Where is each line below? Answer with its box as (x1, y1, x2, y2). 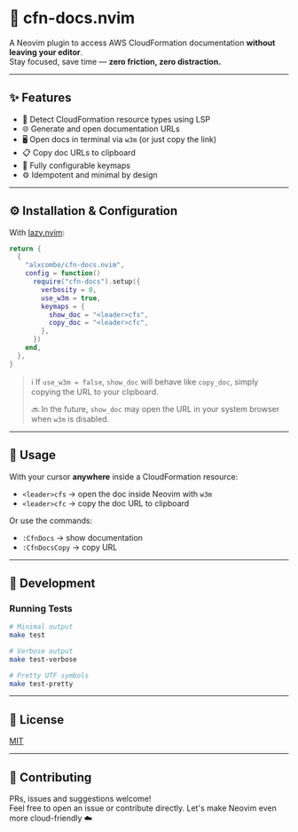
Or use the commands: (9, 515, 93, 526)
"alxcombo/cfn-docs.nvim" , (25, 261, 125, 270)
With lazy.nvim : (9, 226, 65, 238)
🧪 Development (9, 575, 96, 590)
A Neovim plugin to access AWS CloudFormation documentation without (9, 37, 276, 48)
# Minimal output (9, 622, 74, 631)
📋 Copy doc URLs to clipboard (21, 147, 136, 158)
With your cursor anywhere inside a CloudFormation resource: (9, 471, 239, 482)
